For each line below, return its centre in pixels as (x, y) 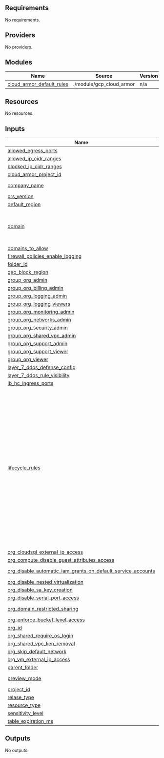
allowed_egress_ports (32, 151)
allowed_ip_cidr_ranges (34, 159)
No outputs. (17, 750)
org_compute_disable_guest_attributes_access (61, 560)
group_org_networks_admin (40, 320)
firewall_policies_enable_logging (45, 256)
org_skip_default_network (37, 652)
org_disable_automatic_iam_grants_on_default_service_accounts (81, 571)
